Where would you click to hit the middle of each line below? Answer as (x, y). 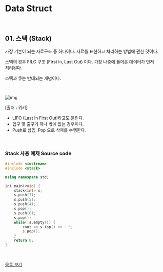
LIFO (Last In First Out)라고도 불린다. (48, 118)
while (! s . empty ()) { (35, 222)
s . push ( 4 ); (25, 204)
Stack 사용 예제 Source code (38, 153)
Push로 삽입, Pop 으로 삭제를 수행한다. (49, 130)
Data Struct (29, 9)
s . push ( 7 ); (25, 195)
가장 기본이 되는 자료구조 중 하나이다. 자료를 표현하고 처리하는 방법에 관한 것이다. (82, 51)
